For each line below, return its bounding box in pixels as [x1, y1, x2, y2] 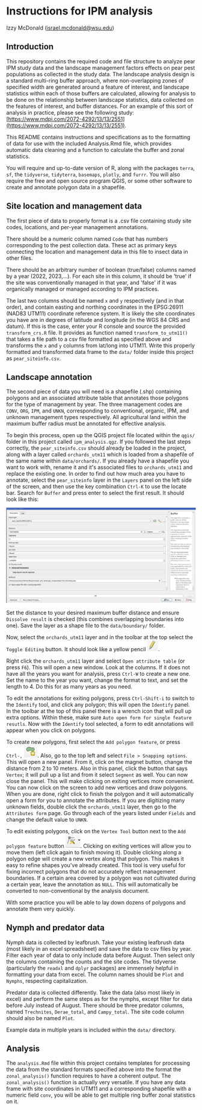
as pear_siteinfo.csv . [6, 355, 61, 362]
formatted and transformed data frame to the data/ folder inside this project [6, 348, 194, 355]
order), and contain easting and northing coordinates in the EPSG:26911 [6, 303, 183, 311]
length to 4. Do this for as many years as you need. [6, 683, 133, 690]
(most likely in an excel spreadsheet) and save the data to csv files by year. [6, 945, 192, 952]
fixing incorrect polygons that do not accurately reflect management [6, 868, 176, 875]
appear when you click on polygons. [6, 727, 96, 734]
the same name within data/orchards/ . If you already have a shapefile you [6, 457, 189, 465]
